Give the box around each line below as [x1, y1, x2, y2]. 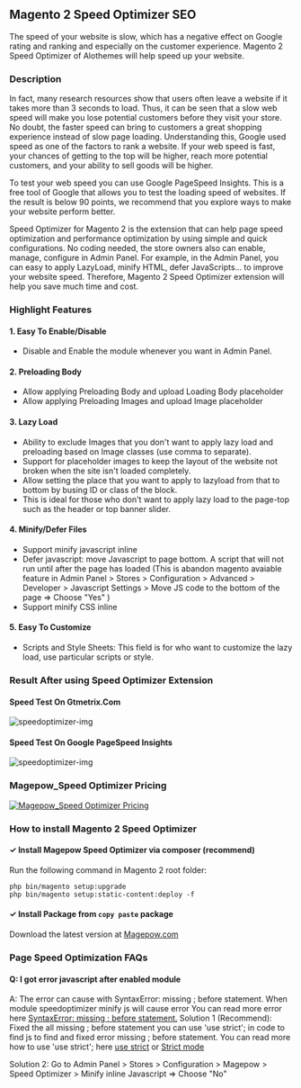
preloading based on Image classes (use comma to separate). [22, 445, 252, 457]
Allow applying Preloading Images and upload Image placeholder [22, 396, 263, 407]
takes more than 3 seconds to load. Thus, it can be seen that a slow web [9, 103, 278, 113]
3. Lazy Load [9, 417, 58, 427]
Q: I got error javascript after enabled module [9, 974, 181, 985]
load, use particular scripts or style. [22, 652, 155, 662]
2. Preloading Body [9, 366, 83, 377]
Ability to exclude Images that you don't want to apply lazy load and [22, 436, 274, 447]
